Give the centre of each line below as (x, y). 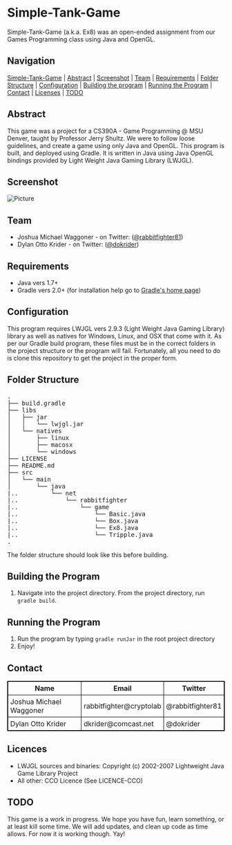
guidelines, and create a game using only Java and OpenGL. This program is (116, 145)
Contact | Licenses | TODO (45, 92)
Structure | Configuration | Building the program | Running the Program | (110, 85)
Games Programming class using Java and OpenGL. (81, 39)
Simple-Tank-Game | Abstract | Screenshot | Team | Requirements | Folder (113, 78)
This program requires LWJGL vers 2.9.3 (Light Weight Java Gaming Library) (116, 328)
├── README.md (31, 465)
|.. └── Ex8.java (73, 528)
